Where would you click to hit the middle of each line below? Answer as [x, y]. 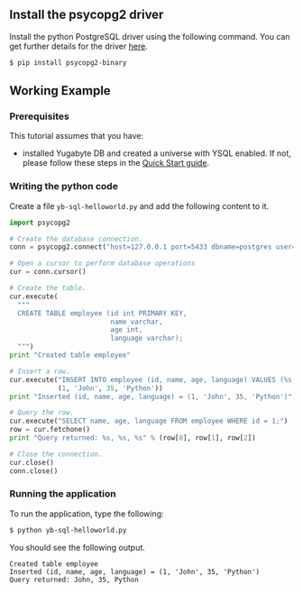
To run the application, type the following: [87, 514]
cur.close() [32, 462]
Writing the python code [64, 187]
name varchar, [137, 322]
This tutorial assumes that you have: [77, 136]
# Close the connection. [56, 454]
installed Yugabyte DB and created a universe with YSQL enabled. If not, [156, 153]
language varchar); [146, 338]
